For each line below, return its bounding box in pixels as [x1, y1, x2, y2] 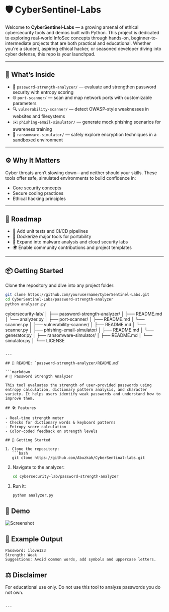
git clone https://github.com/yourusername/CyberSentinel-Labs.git [5, 292, 150, 297]
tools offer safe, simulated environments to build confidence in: [5, 175, 136, 181]
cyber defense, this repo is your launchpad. [5, 51, 96, 57]
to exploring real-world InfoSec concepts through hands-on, [5, 35, 130, 41]
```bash [12, 450, 28, 456]
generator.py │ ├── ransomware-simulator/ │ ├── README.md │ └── [5, 332, 152, 338]
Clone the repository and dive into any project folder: [5, 282, 115, 288]
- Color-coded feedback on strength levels [5, 429, 98, 434]
